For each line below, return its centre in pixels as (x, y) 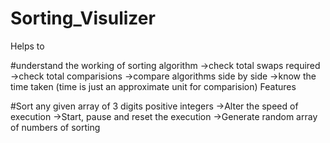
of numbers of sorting (55, 127)
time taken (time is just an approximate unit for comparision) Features (153, 86)
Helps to (27, 46)
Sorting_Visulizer (83, 18)
